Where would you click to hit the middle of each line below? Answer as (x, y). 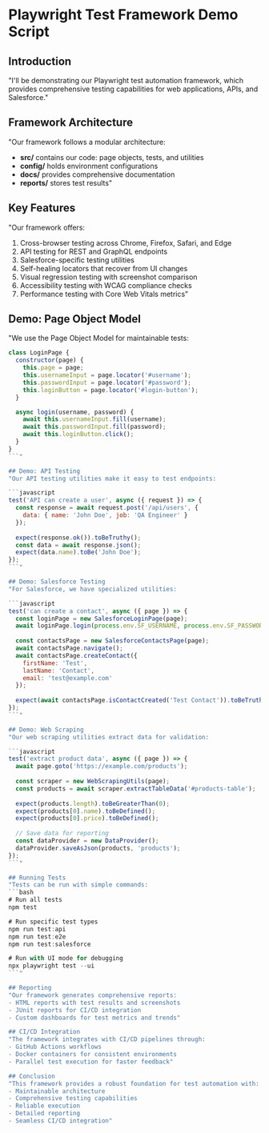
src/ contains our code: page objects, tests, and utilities (112, 157)
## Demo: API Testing (44, 471)
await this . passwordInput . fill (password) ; (94, 427)
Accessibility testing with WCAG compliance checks (106, 285)
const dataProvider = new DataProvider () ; (87, 841)
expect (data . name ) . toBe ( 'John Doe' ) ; (78, 552)
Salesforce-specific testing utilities (77, 260)
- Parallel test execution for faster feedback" (91, 1062)
